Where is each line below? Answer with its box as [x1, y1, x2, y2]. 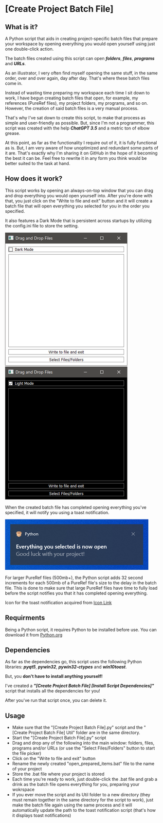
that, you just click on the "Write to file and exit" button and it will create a [5, 198, 152, 204]
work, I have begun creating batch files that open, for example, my [5, 95, 139, 101]
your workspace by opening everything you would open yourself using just [5, 41, 155, 47]
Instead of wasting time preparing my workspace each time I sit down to [5, 90, 150, 95]
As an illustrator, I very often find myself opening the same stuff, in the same [5, 70, 158, 76]
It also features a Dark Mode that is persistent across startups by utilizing [5, 218, 152, 224]
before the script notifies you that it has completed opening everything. [5, 590, 148, 596]
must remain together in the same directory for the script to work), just [12, 797, 154, 803]
